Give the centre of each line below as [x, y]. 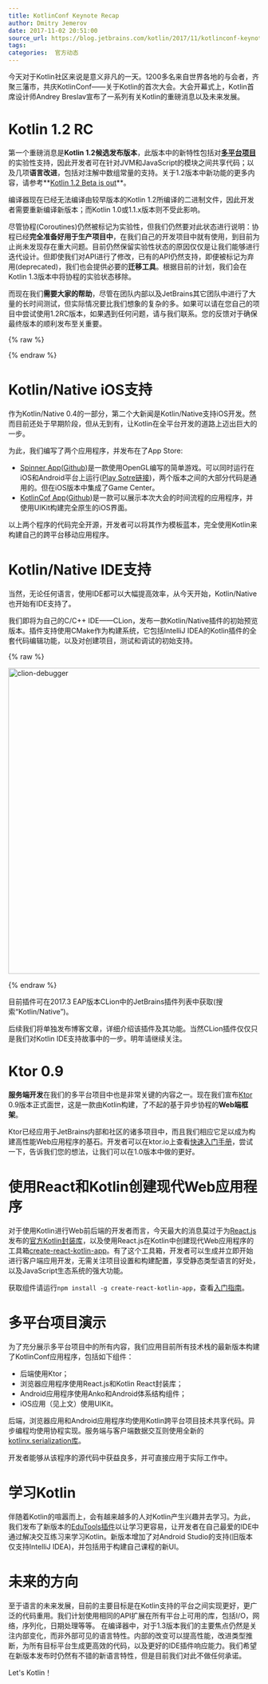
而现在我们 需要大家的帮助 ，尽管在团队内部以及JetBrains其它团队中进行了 [129, 294]
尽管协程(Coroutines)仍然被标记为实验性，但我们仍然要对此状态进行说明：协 [134, 226]
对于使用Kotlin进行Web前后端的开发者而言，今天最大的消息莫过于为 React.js [132, 1230]
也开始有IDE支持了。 [42, 603]
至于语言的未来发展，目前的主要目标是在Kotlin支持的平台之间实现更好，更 [129, 1606]
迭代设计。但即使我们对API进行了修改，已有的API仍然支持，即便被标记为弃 [131, 256]
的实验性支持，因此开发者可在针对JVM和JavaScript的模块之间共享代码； [128, 162]
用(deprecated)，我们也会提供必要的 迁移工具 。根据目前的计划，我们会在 [128, 266]
